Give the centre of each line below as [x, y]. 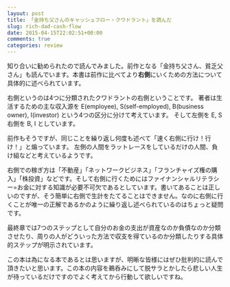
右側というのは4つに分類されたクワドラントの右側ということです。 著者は [112, 98]
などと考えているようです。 [58, 155]
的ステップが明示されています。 [52, 245]
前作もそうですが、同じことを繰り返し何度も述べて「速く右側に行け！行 [109, 138]
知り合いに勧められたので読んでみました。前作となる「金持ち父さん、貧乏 [112, 66]
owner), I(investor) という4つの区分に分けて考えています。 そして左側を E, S [115, 115]
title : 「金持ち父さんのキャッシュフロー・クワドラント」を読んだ [90, 20]
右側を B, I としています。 [43, 124]
